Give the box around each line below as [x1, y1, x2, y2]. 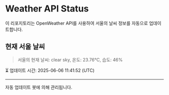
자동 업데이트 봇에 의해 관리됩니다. [5, 84, 72, 90]
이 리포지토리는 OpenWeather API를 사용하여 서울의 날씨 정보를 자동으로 [5, 20, 148, 26]
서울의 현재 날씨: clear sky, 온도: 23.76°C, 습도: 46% [17, 56, 123, 62]
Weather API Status [5, 3, 89, 14]
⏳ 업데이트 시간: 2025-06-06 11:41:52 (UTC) [5, 67, 95, 73]
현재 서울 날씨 [5, 42, 45, 51]
